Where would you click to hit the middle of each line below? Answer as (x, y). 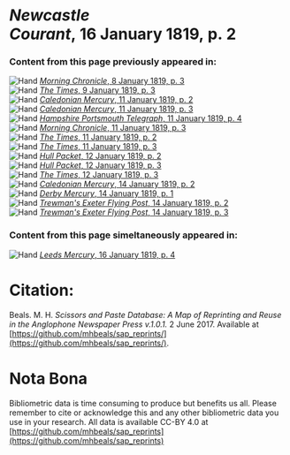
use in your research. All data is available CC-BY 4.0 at (109, 421)
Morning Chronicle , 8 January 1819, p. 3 (112, 81)
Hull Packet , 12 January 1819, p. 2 (100, 156)
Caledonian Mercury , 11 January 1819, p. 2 (116, 100)
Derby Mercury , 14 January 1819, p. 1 (107, 193)
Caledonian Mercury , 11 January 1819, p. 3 (116, 109)
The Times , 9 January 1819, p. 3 (98, 90)
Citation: (42, 290)
